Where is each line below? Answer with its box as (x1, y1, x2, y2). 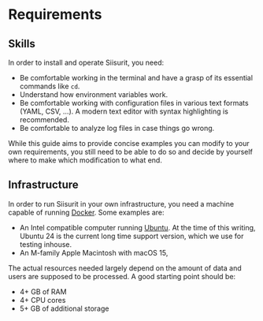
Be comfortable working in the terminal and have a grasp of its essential (19, 73, 254, 82)
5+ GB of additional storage (19, 304, 109, 313)
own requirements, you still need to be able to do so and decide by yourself (8, 147, 254, 156)
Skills (8, 37, 35, 50)
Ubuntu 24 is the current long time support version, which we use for (19, 231, 244, 241)
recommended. (19, 115, 69, 124)
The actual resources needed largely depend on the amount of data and (8, 263, 242, 273)
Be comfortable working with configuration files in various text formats (19, 99, 250, 107)
